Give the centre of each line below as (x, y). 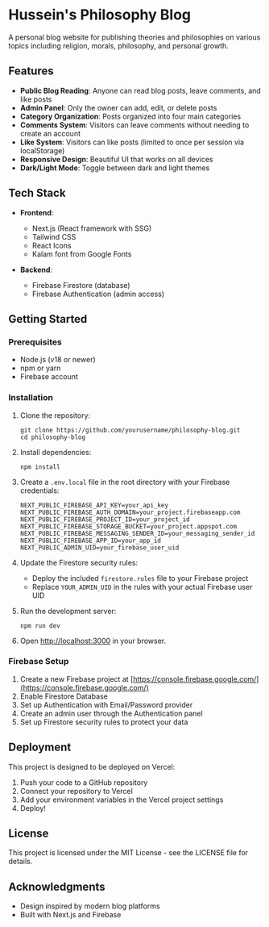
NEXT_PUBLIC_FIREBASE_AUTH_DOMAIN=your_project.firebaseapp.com (130, 512)
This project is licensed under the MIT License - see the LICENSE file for (128, 853)
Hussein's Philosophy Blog (100, 15)
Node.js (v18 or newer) (58, 360)
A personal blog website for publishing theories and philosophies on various (134, 37)
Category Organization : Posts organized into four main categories (130, 116)
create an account (50, 133)
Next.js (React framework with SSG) (92, 228)
